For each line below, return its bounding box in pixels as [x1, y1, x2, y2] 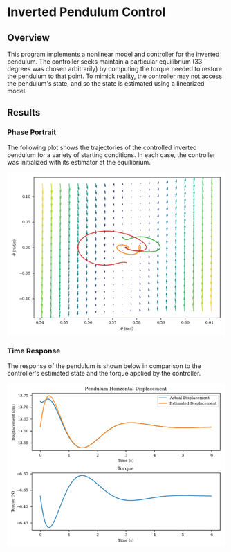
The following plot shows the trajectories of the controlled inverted [7, 143, 197, 151]
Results [7, 107, 41, 118]
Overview [7, 32, 50, 44]
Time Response [7, 346, 61, 356]
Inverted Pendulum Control [7, 4, 166, 20]
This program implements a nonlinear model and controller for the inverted [7, 50, 220, 58]
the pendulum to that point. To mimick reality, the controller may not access [7, 72, 223, 80]
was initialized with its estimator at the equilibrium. [7, 158, 151, 166]
